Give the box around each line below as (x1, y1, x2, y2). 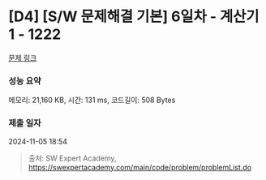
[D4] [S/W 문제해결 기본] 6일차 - (8, 7, 217, 26)
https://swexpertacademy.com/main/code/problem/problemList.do (28, 162, 252, 172)
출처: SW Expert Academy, (28, 153, 117, 163)
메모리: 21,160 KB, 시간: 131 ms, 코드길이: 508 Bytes (8, 95, 176, 105)
